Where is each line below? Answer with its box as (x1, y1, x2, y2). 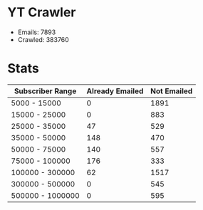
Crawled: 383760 (17, 35, 69, 43)
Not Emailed (150, 86, 193, 96)
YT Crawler (7, 4, 76, 21)
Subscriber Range (14, 86, 77, 96)
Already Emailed (86, 86, 144, 96)
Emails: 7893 (17, 28, 56, 36)
